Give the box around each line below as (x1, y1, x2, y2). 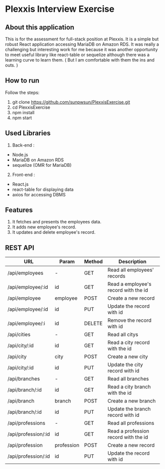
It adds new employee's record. (12, 224, 77, 230)
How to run (5, 76, 40, 85)
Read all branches (107, 375, 149, 382)
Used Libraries (5, 129, 51, 137)
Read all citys (107, 331, 138, 338)
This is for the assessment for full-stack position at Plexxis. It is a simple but (5, 36, 159, 42)
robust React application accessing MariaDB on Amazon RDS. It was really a (5, 41, 159, 47)
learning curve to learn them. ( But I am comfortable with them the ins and (5, 57, 155, 63)
